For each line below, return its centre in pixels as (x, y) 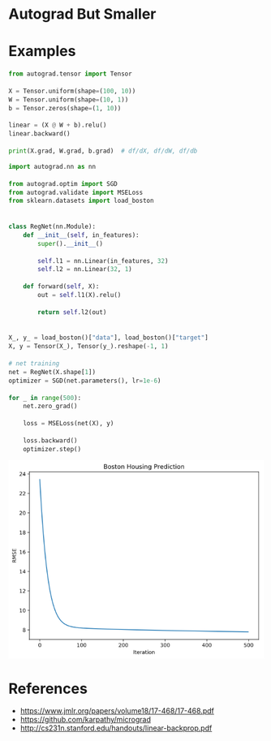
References (48, 689)
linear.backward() (39, 134)
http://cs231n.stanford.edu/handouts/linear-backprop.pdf (116, 728)
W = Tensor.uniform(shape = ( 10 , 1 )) (69, 99)
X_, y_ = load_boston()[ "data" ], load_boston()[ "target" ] (108, 338)
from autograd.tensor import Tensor (70, 74)
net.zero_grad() (51, 407)
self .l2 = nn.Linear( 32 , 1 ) (85, 269)
